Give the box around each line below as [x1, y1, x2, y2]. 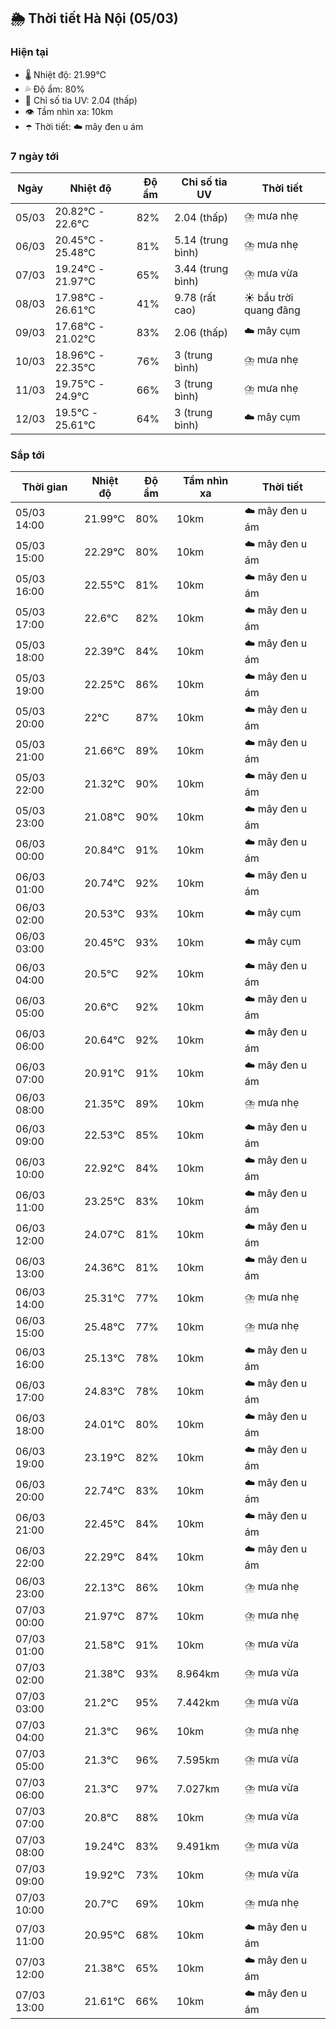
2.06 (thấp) [174, 325, 228, 339]
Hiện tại [10, 45, 49, 59]
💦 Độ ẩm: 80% [24, 83, 85, 95]
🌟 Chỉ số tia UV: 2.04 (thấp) [24, 94, 138, 106]
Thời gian [21, 480, 68, 494]
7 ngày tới [10, 149, 60, 163]
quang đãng [243, 303, 301, 317]
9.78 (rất [174, 290, 217, 304]
